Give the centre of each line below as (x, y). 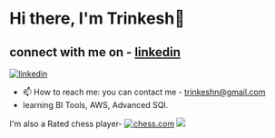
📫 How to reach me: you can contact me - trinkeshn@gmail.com (144, 92)
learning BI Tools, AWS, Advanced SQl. (95, 105)
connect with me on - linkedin (95, 52)
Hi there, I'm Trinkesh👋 (98, 19)
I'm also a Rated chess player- (66, 123)
